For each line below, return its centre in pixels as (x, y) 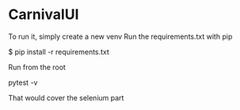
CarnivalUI (44, 15)
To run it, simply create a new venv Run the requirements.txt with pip (120, 36)
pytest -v (23, 82)
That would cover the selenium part (66, 97)
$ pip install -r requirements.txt (59, 51)
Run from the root (37, 67)
